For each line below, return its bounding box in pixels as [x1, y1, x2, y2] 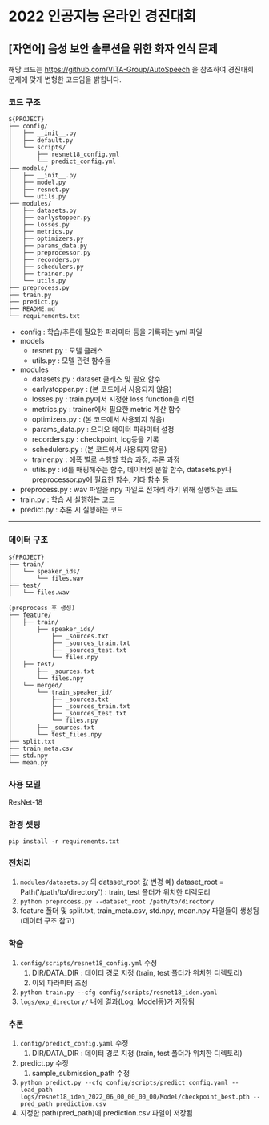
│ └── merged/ [8, 681, 62, 689]
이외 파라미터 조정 [31, 977, 88, 988]
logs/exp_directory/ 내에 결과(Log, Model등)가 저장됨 [19, 997, 195, 1006]
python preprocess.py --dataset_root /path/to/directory [19, 898, 215, 906]
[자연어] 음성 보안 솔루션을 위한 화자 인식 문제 [8, 42, 218, 55]
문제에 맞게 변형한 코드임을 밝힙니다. [8, 75, 122, 84]
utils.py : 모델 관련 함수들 [31, 356, 111, 365]
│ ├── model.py [8, 178, 66, 187]
